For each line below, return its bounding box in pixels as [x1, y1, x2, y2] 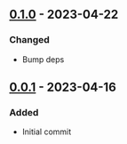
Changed [9, 34, 51, 46]
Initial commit [21, 126, 72, 137]
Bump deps [21, 53, 65, 65]
